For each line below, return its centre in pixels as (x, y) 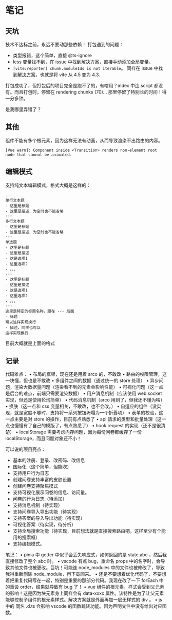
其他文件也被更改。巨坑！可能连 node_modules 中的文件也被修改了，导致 (87, 568)
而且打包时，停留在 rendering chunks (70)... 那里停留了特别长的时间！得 (90, 92)
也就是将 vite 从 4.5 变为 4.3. (70, 75)
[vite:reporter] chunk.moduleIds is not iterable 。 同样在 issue (83, 68)
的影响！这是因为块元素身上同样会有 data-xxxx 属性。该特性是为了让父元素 (85, 593)
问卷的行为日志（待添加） (40, 499)
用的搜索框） (26, 537)
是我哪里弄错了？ (23, 109)
